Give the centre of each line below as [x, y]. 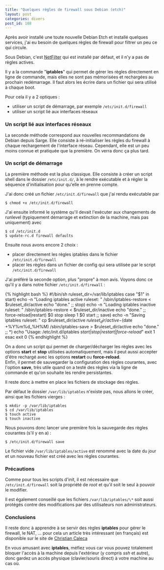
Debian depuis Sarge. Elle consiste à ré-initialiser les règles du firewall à [78, 140]
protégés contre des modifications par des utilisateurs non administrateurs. [81, 504]
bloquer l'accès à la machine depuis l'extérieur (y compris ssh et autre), [78, 553]
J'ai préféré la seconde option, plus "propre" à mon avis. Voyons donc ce [79, 279]
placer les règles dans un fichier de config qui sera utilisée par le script [84, 265]
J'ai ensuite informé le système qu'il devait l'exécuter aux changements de [80, 212]
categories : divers [25, 19]
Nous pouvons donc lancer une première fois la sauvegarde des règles [77, 427]
